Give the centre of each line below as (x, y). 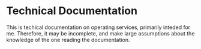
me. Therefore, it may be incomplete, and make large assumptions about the (100, 33)
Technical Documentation (72, 11)
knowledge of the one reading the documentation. (68, 40)
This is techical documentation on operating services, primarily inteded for (98, 27)
